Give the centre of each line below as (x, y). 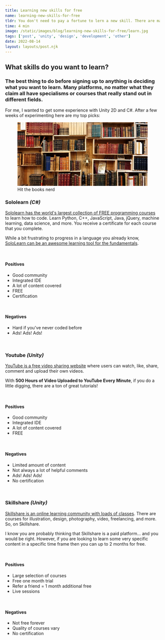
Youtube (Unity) (25, 355)
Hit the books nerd (36, 190)
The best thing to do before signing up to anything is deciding (80, 81)
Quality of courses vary (36, 628)
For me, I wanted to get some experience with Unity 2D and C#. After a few (81, 110)
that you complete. (24, 229)
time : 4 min (17, 26)
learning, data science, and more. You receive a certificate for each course (81, 223)
